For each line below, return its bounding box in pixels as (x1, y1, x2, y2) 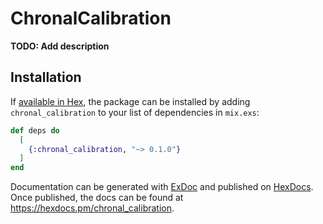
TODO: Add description (10, 40, 110, 52)
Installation (10, 69, 82, 86)
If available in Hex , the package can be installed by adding (10, 95, 251, 107)
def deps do (10, 125, 60, 136)
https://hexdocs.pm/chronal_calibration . (10, 202, 175, 214)
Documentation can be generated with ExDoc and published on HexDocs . (10, 181, 314, 193)
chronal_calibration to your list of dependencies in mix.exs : (10, 106, 260, 118)
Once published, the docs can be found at (10, 192, 184, 204)
